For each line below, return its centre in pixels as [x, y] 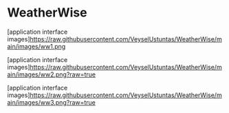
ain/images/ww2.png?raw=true [52, 74]
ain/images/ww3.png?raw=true [52, 102]
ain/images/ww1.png [36, 46]
